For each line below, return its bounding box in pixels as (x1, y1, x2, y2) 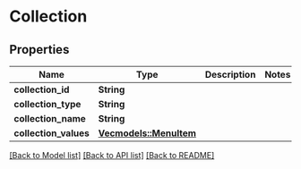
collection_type (13, 98, 82, 110)
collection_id (13, 83, 70, 96)
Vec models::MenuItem (98, 127, 197, 139)
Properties (9, 42, 70, 57)
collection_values (13, 127, 90, 139)
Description (204, 69, 256, 80)
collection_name (13, 113, 87, 124)
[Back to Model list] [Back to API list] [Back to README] (9, 150, 215, 160)
